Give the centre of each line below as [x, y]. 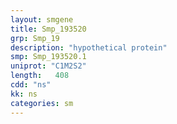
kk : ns [24, 94]
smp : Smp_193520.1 [48, 57]
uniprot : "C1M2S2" [48, 66]
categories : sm [42, 103]
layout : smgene [42, 19]
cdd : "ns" [31, 85]
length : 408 [40, 76]
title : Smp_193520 [48, 29]
